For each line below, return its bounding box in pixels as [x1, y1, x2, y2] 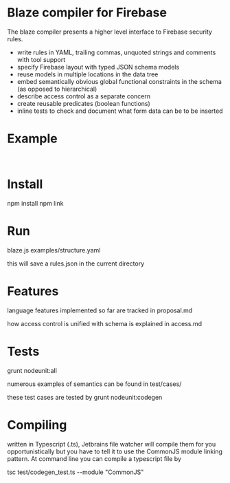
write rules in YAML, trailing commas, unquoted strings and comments [16, 48, 216, 56]
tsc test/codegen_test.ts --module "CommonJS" [7, 468, 144, 476]
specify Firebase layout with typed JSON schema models [16, 63, 180, 71]
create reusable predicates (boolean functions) [16, 99, 151, 107]
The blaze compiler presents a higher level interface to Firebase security [7, 28, 213, 36]
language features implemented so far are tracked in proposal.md [7, 306, 193, 314]
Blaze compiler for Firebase [7, 5, 167, 21]
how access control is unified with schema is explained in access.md [7, 319, 203, 328]
